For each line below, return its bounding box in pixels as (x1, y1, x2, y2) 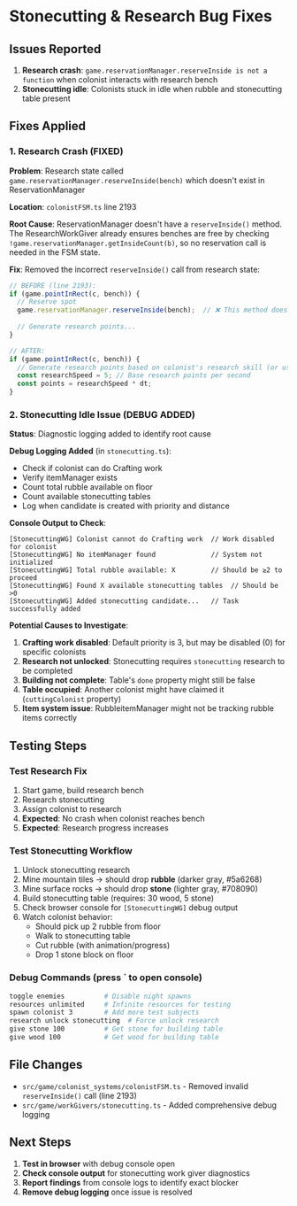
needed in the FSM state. (9, 246, 101, 258)
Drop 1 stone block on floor (34, 949, 134, 960)
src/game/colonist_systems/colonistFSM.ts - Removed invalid (21, 1080, 249, 1091)
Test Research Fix (9, 764, 88, 777)
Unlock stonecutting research (21, 865, 131, 876)
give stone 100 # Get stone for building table (9, 1024, 224, 1033)
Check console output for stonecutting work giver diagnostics (21, 1167, 250, 1179)
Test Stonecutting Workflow (9, 844, 133, 856)
